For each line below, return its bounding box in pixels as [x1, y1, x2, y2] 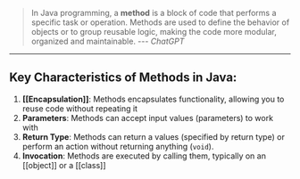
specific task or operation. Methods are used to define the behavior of [30, 17, 290, 28]
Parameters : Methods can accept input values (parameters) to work [21, 112, 274, 123]
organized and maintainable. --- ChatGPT [30, 36, 185, 46]
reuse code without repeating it [21, 102, 138, 114]
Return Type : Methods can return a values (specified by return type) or [21, 131, 286, 142]
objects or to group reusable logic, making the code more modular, [30, 27, 277, 37]
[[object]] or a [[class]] [21, 159, 106, 170]
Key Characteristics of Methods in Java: [9, 70, 237, 85]
